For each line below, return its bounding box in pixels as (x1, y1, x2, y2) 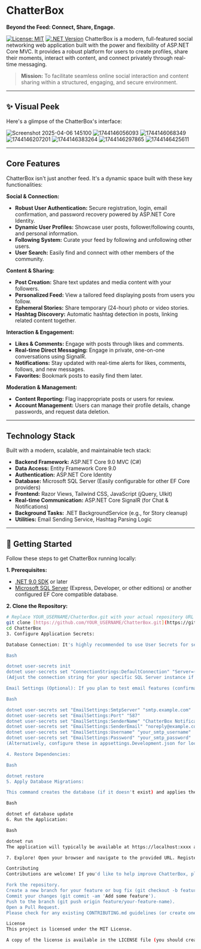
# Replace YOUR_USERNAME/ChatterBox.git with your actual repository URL (6, 614, 194, 620)
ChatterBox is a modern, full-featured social (84, 35, 193, 42)
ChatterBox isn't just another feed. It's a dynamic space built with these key (6, 175, 193, 182)
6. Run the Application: (6, 817, 68, 823)
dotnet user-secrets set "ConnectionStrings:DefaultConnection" (6, 669, 170, 675)
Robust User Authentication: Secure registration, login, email (14, 204, 167, 211)
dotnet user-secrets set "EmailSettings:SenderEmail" (6, 724, 144, 730)
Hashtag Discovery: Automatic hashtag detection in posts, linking (14, 310, 178, 318)
